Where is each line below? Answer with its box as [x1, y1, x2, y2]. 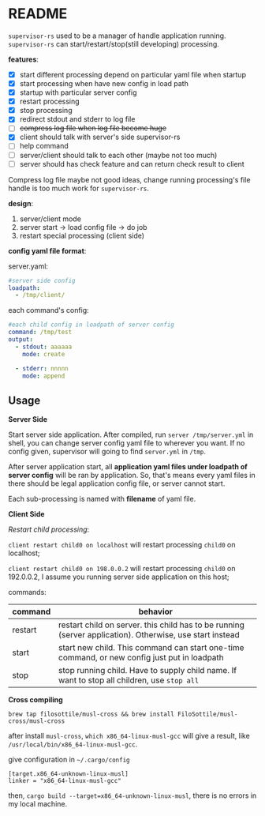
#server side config [8, 276, 77, 284]
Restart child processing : [8, 525, 90, 534]
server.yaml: [8, 261, 49, 271]
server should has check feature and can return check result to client [19, 159, 244, 168]
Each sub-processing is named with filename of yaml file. [8, 494, 196, 504]
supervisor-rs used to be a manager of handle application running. [8, 31, 226, 40]
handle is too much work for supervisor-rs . [8, 183, 150, 193]
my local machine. [8, 799, 68, 809]
